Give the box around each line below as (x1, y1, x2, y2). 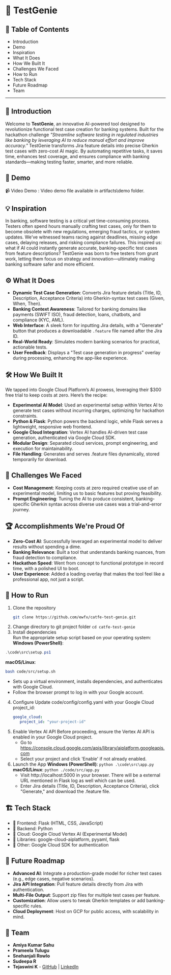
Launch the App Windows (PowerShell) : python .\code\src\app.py (12, 761, 154, 767)
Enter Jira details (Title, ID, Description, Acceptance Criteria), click (20, 783, 159, 789)
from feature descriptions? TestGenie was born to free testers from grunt (5, 250, 159, 256)
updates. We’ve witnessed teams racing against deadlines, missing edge (5, 234, 158, 240)
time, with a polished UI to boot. (12, 565, 80, 571)
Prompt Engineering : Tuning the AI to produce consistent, (12, 495, 135, 502)
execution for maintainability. (12, 445, 74, 452)
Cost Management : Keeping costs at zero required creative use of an (12, 485, 159, 491)
